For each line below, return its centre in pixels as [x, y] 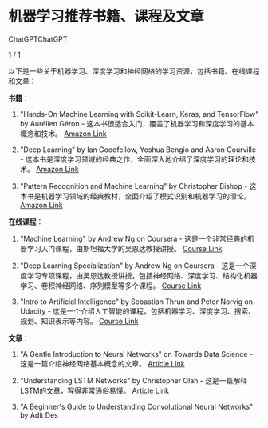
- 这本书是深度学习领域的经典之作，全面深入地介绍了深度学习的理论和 [134, 159]
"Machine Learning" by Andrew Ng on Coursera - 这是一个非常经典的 [134, 238]
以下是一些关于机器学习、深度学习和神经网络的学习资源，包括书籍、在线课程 [134, 71]
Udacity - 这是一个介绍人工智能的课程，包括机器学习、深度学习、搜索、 [138, 311]
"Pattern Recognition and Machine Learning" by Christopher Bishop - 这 [138, 186]
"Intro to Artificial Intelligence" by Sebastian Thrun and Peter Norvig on [136, 302]
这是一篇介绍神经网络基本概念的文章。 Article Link [102, 363]
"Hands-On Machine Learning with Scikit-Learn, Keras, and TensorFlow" [139, 114]
